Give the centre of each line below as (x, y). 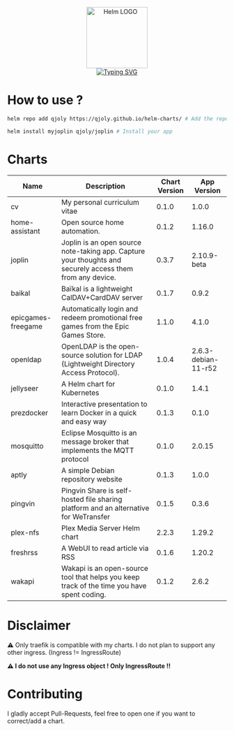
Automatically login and (100, 309)
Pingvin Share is (88, 491)
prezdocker (30, 412)
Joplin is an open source (101, 243)
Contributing (45, 694)
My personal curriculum (100, 202)
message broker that (95, 442)
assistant (25, 231)
